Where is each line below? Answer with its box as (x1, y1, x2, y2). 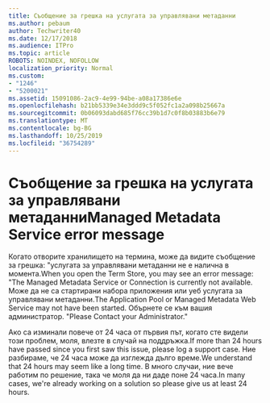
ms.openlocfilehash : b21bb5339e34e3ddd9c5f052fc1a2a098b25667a (8, 102, 226, 110)
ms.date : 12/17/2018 (8, 34, 78, 43)
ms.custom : (8, 72, 45, 80)
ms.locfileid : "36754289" (8, 139, 95, 147)
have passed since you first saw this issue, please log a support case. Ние (8, 344, 256, 355)
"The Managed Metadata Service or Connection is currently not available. (8, 277, 253, 287)
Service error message (8, 225, 165, 243)
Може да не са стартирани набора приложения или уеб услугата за (8, 286, 243, 296)
